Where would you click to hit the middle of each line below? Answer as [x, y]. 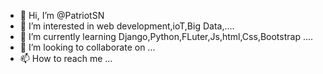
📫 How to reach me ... [66, 58]
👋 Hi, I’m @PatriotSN [62, 15]
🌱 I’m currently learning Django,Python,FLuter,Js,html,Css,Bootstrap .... [166, 36]
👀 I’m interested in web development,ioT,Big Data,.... [127, 26]
